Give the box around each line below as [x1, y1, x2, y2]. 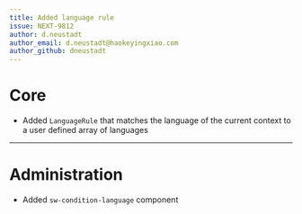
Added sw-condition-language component [22, 194, 179, 205]
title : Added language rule [9, 13, 115, 22]
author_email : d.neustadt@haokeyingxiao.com [9, 38, 179, 48]
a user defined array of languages [22, 125, 148, 136]
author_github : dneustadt [9, 47, 106, 56]
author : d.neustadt [9, 30, 83, 39]
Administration [9, 165, 123, 185]
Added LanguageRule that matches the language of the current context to [22, 115, 292, 126]
